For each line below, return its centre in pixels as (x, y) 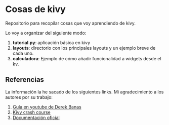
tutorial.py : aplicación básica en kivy (51, 42)
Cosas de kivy (35, 9)
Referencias (25, 80)
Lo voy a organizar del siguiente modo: (46, 33)
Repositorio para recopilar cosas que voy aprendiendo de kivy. (70, 23)
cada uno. (23, 53)
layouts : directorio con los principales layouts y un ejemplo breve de (84, 48)
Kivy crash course (31, 112)
